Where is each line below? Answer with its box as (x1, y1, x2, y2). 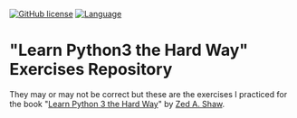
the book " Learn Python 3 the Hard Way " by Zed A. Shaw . (9, 98, 225, 109)
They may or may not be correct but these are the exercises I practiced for (9, 88, 288, 99)
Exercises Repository (9, 59, 173, 80)
